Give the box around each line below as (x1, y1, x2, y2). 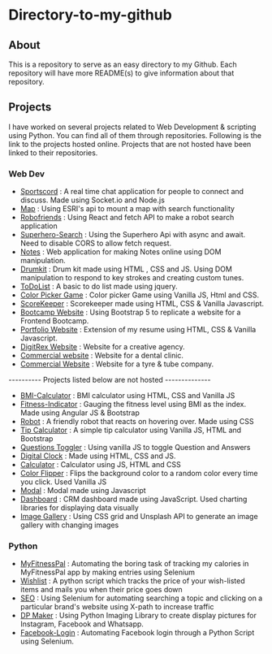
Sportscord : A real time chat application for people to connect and (19, 187, 244, 197)
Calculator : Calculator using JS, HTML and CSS (19, 460, 181, 470)
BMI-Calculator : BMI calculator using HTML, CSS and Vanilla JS (19, 391, 235, 401)
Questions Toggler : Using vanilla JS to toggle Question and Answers (19, 443, 251, 453)
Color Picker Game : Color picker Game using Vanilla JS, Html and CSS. (19, 290, 260, 300)
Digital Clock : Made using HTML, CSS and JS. (19, 451, 176, 461)
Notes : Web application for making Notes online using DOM (19, 247, 222, 257)
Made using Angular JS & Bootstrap (19, 408, 140, 418)
